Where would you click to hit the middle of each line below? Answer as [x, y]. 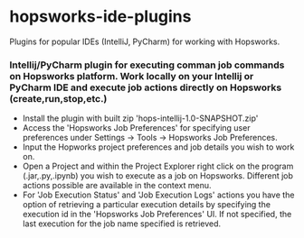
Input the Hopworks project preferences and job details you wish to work [158, 147]
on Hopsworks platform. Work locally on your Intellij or [132, 76]
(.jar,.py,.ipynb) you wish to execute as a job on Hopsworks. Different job [158, 176]
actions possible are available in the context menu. [117, 186]
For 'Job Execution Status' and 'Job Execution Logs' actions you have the [158, 195]
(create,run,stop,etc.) [58, 98]
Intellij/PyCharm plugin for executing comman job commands [147, 65]
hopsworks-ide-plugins [100, 17]
